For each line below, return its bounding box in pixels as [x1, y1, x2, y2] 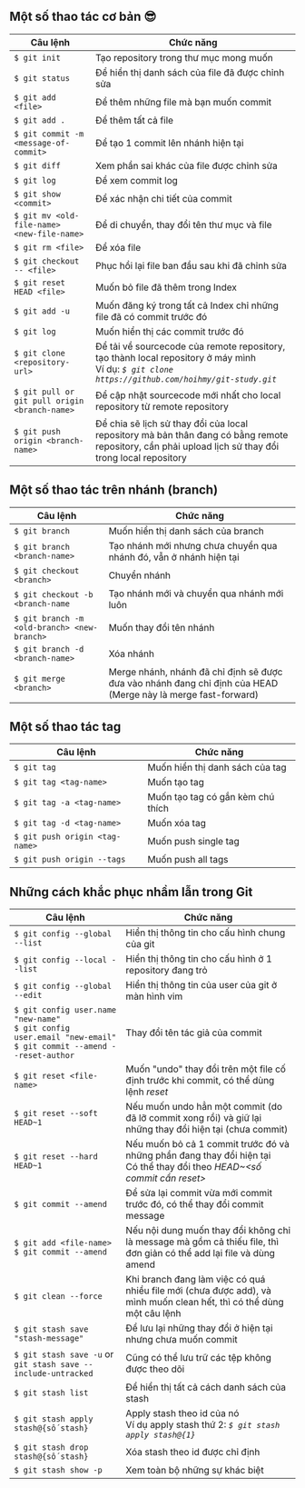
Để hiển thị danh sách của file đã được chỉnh [94, 65, 285, 78]
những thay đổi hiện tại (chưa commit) [125, 1123, 289, 1136]
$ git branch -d [14, 644, 84, 654]
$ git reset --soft [14, 1108, 98, 1119]
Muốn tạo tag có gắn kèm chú [147, 791, 275, 804]
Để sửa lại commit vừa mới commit [125, 1187, 272, 1200]
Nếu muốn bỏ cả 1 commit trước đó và [125, 1138, 290, 1151]
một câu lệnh [125, 1307, 182, 1320]
